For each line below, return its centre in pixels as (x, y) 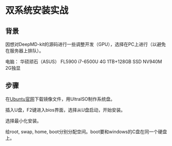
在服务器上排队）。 (24, 51)
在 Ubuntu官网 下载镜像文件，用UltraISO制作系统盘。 (60, 99)
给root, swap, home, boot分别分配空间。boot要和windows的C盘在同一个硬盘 (86, 132)
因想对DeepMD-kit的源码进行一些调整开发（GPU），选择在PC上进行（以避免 (85, 44)
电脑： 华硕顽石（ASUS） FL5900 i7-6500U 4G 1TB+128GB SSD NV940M (84, 61)
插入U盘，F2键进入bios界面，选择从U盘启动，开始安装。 (65, 110)
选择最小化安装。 (23, 120)
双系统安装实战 (37, 11)
